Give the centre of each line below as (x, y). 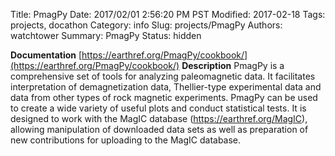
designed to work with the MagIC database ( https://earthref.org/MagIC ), (159, 118)
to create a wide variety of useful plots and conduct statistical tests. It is (158, 108)
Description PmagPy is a (233, 65)
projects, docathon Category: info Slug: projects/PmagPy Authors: (146, 25)
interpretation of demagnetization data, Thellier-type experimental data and (166, 87)
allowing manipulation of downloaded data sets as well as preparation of (159, 129)
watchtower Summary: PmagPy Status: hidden (106, 35)
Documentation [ (46, 55)
